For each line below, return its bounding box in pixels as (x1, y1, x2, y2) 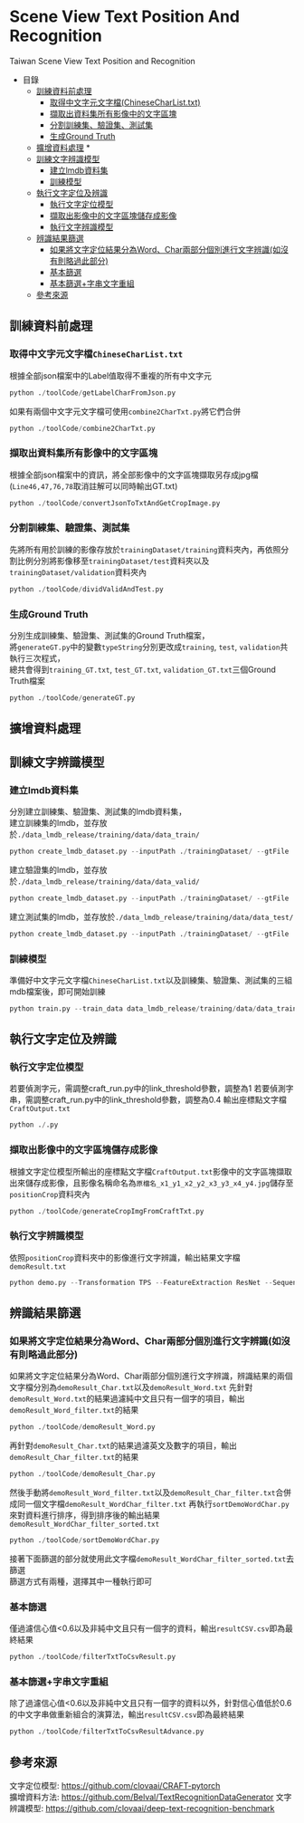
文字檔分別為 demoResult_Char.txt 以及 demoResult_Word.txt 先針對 (9, 1382, 253, 1393)
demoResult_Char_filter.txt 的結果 (9, 1452, 139, 1463)
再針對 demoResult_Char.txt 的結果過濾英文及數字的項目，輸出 (9, 1440, 238, 1451)
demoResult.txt (9, 1262, 67, 1271)
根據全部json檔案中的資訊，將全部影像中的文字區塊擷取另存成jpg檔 (9, 469, 259, 480)
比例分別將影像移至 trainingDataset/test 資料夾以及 (16, 555, 210, 566)
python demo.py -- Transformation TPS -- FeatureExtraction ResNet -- (9, 1278, 273, 1287)
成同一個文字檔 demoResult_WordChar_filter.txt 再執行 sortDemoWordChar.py (9, 1499, 290, 1510)
